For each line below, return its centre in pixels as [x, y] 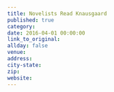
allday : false [28, 46]
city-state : [24, 65]
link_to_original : [34, 39]
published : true [31, 20]
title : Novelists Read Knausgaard [57, 13]
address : [20, 59]
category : [22, 26]
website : [20, 78]
